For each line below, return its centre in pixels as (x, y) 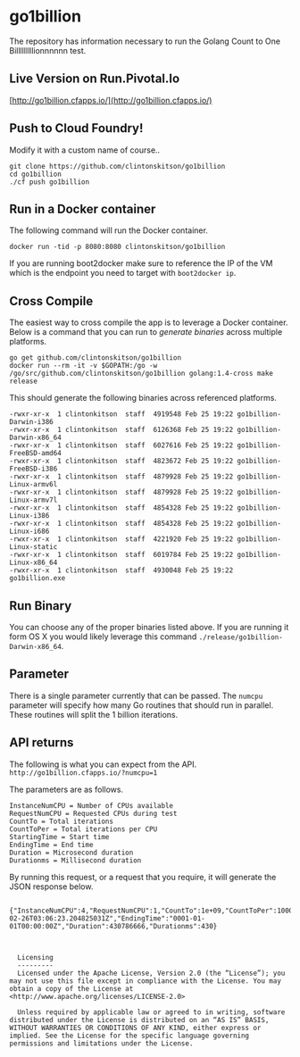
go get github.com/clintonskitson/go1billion (95, 358)
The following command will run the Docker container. (108, 230)
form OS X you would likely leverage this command (103, 637)
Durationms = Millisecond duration (75, 860)
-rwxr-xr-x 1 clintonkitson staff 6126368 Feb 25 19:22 (121, 430)
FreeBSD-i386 (33, 469)
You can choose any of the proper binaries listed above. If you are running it (149, 627)
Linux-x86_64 (33, 563)
